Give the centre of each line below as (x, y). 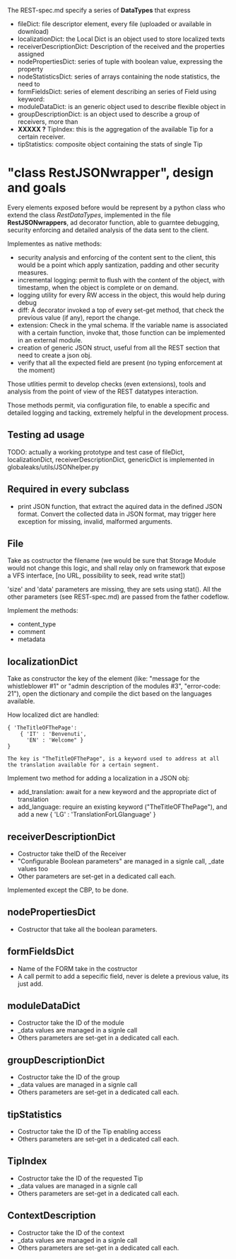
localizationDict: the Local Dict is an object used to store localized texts (121, 39)
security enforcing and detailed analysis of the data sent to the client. (108, 230)
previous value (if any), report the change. (79, 317)
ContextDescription (52, 1215)
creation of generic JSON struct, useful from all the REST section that (119, 347)
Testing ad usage (46, 435)
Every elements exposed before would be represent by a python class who (116, 207)
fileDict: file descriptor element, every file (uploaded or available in (114, 24)
